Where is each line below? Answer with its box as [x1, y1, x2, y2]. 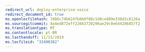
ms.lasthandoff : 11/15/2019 [5, 35, 64, 40]
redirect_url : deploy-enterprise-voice [5, 7, 89, 12]
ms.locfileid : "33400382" [5, 40, 59, 45]
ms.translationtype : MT [5, 26, 55, 31]
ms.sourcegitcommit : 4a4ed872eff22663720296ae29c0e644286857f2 [5, 21, 140, 26]
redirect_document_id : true [5, 12, 64, 17]
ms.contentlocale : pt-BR [5, 30, 57, 35]
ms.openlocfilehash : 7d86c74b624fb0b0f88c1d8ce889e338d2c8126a [5, 16, 140, 21]
